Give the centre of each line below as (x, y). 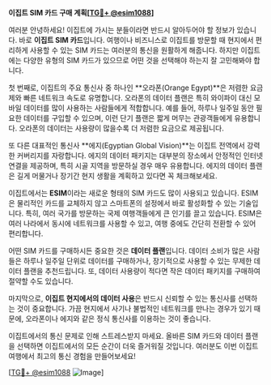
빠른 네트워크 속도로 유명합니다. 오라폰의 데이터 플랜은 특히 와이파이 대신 (138, 98)
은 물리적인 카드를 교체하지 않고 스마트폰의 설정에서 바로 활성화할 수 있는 (123, 203)
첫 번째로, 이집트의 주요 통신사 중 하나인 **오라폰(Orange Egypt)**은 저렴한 (128, 88)
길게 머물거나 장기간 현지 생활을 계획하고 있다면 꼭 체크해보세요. (117, 176)
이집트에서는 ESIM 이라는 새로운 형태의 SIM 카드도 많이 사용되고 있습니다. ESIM (133, 193)
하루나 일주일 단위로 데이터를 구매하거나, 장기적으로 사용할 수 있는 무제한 (138, 261)
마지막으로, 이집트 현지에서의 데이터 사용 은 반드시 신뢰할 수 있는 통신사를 (122, 298)
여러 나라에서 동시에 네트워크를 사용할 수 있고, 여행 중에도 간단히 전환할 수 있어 (132, 223)
